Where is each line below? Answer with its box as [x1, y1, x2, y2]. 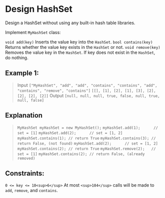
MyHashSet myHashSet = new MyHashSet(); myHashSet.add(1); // [17, 125, 158, 130]
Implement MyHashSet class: [5, 29, 61, 35]
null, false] [17, 98, 44, 103]
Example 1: [5, 69, 39, 78]
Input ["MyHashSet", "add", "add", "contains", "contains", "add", [17, 82, 158, 88]
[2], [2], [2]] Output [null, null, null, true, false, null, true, [17, 92, 160, 98]
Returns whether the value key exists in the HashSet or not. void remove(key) [5, 44, 161, 50]
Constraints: [5, 169, 44, 177]
